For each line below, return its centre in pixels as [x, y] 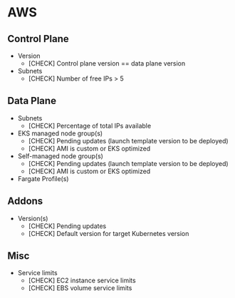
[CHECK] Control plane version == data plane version [107, 63]
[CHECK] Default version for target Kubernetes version [109, 233]
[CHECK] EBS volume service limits [80, 288]
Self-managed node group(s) [60, 156]
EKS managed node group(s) [60, 133]
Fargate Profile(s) [43, 178]
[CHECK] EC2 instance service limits [82, 281]
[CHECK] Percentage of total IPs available [90, 125]
